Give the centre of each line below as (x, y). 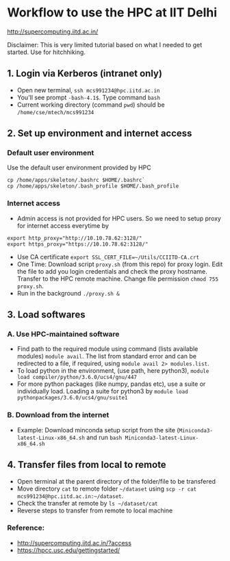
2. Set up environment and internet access (100, 134)
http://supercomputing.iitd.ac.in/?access (74, 543)
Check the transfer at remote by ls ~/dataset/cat (87, 503)
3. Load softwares (46, 315)
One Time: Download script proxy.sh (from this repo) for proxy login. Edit (120, 264)
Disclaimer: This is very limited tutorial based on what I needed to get (105, 44)
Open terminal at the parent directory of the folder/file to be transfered (116, 481)
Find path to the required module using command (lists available (107, 349)
